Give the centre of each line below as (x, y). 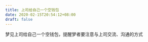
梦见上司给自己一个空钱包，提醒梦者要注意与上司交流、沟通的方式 (74, 34)
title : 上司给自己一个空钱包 (32, 10)
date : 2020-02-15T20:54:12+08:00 (41, 15)
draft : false (19, 19)
